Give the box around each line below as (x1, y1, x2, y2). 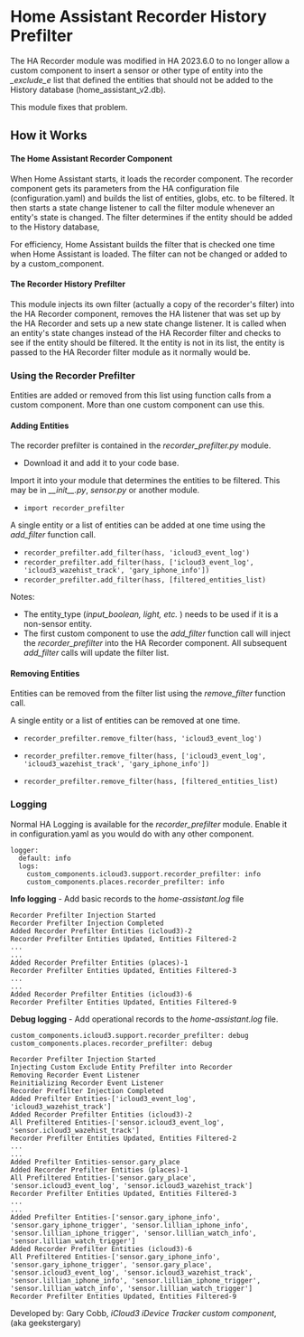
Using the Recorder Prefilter (10, 369, 136, 381)
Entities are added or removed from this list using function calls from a (10, 390, 272, 401)
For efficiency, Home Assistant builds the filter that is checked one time (10, 238, 276, 249)
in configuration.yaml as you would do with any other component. (10, 828, 254, 839)
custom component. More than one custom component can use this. (10, 399, 265, 410)
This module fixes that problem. (10, 101, 129, 112)
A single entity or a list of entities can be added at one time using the (10, 519, 266, 530)
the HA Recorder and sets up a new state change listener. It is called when (10, 318, 287, 329)
